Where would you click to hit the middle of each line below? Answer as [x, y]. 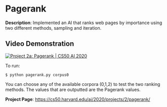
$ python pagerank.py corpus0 [37, 75]
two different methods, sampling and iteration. [53, 28]
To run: [13, 65]
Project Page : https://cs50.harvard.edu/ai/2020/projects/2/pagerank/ [78, 99]
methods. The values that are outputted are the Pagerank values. [73, 89]
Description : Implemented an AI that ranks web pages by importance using [84, 23]
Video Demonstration [40, 44]
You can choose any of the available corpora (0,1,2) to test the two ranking [83, 84]
